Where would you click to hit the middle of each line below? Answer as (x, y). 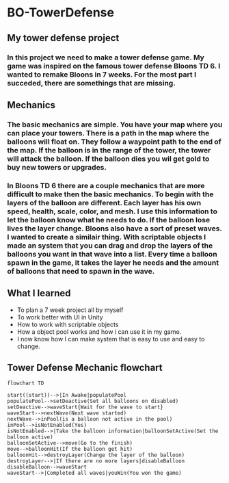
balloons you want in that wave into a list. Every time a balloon (112, 254)
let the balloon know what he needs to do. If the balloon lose (109, 220)
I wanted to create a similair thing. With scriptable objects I (107, 237)
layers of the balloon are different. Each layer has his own (104, 203)
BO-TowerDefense (61, 13)
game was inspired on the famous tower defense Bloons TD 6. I (114, 66)
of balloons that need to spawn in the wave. (81, 271)
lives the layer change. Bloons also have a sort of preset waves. (114, 229)
